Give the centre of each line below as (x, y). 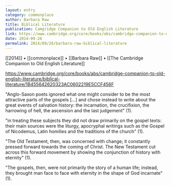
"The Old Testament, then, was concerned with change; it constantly (78, 141)
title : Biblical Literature (35, 24)
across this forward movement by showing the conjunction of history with (83, 152)
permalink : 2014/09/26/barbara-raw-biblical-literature (66, 44)
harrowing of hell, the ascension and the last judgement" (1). (69, 110)
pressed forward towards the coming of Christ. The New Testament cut (81, 147)
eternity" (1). (18, 157)
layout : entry (20, 10)
